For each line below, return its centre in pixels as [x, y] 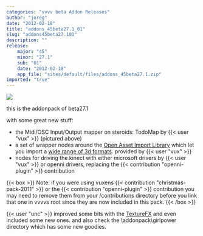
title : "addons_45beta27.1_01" [46, 29]
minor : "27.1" [35, 57]
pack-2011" [20, 189]
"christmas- [171, 182]
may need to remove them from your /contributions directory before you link [102, 196]
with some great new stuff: [40, 120]
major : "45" [32, 52]
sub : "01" [30, 63]
